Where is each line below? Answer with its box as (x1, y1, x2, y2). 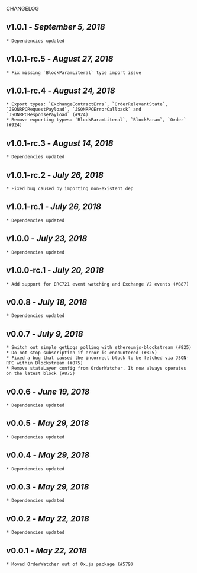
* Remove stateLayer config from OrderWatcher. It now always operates (6, 366, 186, 372)
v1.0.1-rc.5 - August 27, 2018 (6, 54, 114, 64)
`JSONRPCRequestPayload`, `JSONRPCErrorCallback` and (6, 107, 142, 113)
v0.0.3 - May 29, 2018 (6, 482, 89, 492)
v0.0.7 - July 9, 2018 (6, 329, 83, 339)
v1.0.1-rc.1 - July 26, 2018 (6, 201, 102, 212)
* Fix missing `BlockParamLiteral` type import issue (6, 69, 142, 76)
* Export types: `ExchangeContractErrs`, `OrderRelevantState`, (6, 101, 168, 107)
